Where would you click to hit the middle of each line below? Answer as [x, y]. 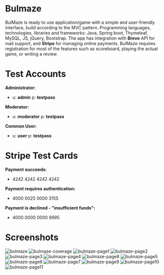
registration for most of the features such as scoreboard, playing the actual [82, 49]
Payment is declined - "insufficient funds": [50, 208]
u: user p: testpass [32, 136]
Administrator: [20, 88]
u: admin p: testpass [34, 97]
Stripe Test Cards [41, 156]
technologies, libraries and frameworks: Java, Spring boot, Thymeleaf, [77, 33]
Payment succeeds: [26, 169]
